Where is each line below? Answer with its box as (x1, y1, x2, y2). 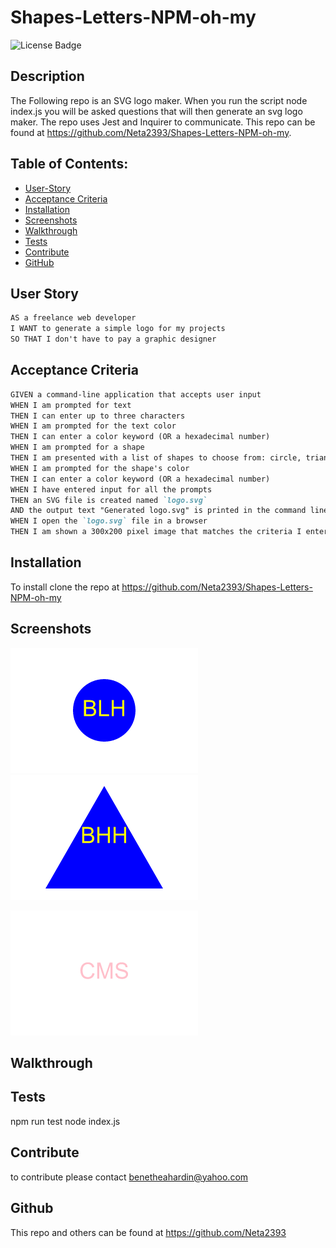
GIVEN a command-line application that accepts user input (10, 389, 262, 400)
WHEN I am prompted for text (10, 400, 132, 410)
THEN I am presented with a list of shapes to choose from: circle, (10, 453, 302, 463)
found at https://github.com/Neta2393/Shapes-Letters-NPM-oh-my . (10, 126, 292, 138)
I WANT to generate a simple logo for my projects (10, 324, 226, 334)
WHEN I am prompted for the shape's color (10, 463, 190, 473)
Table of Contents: (10, 156, 129, 173)
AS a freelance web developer (10, 313, 137, 323)
